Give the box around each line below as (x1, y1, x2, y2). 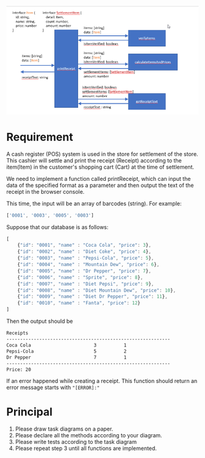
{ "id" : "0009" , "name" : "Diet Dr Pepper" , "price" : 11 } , (17, 294, 168, 300)
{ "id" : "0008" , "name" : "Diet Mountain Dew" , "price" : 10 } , (17, 287, 176, 294)
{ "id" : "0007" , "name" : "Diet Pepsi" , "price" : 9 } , (17, 281, 154, 287)
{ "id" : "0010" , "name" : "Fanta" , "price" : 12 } (17, 300, 140, 306)
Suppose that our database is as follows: (6, 223, 109, 231)
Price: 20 (6, 367, 32, 373)
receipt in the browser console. (6, 188, 85, 195)
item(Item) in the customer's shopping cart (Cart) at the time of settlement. (6, 163, 194, 171)
